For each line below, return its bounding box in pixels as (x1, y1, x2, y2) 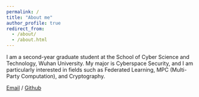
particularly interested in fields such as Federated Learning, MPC (6, 66, 169, 73)
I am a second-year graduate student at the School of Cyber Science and (6, 54, 190, 60)
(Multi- (169, 66, 187, 73)
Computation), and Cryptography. (21, 73, 106, 80)
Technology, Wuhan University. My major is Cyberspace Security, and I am (6, 60, 194, 67)
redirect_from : (6, 25, 45, 32)
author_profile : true (6, 20, 61, 26)
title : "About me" (6, 14, 53, 20)
